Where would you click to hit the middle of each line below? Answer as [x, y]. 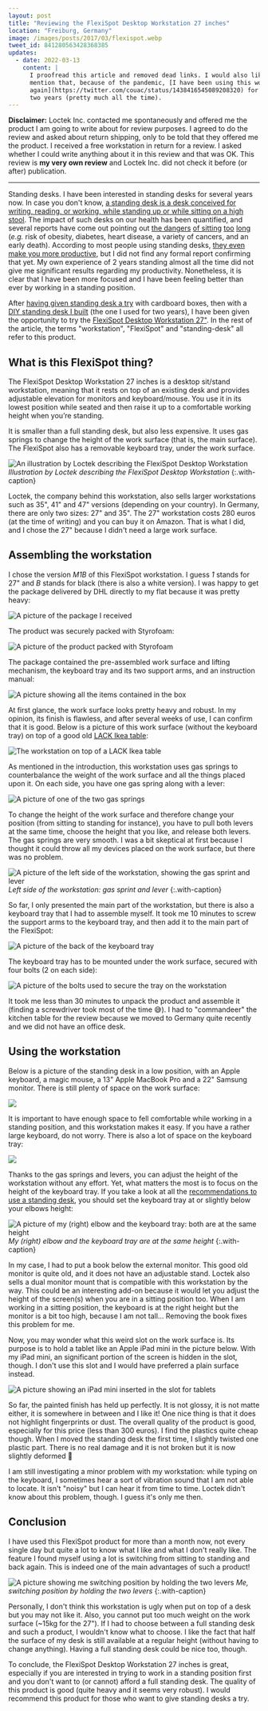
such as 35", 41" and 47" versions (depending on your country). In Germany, [134, 505]
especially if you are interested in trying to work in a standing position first [130, 1673]
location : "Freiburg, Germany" [60, 30]
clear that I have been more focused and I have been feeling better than [126, 279]
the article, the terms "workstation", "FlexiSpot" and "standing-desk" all [126, 329]
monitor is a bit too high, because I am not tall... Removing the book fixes [128, 1316]
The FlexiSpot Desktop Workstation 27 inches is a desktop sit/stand [119, 382]
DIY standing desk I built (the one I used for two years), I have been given [129, 312]
